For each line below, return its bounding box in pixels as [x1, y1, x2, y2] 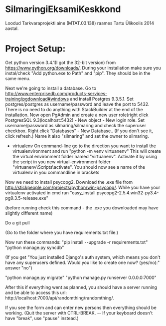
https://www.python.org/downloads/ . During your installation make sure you [5, 65, 161, 71]
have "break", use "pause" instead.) [5, 315, 79, 321]
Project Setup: [5, 43, 66, 55]
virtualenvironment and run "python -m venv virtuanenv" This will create [12, 148, 161, 154]
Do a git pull [5, 219, 30, 226]
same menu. [5, 75, 31, 81]
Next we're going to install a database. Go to [5, 85, 96, 91]
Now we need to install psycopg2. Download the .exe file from [5, 179, 133, 185]
